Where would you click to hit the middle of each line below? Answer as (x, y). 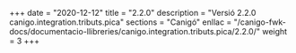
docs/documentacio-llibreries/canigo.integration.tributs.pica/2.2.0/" (135, 31)
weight (274, 31)
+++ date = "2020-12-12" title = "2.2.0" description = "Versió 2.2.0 (133, 13)
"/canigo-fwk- (260, 22)
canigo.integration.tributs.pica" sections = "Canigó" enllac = (121, 22)
